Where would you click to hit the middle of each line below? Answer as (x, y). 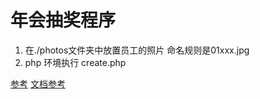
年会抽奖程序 (63, 20)
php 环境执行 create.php (75, 62)
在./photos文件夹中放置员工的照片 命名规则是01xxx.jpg (137, 50)
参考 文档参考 (38, 83)
